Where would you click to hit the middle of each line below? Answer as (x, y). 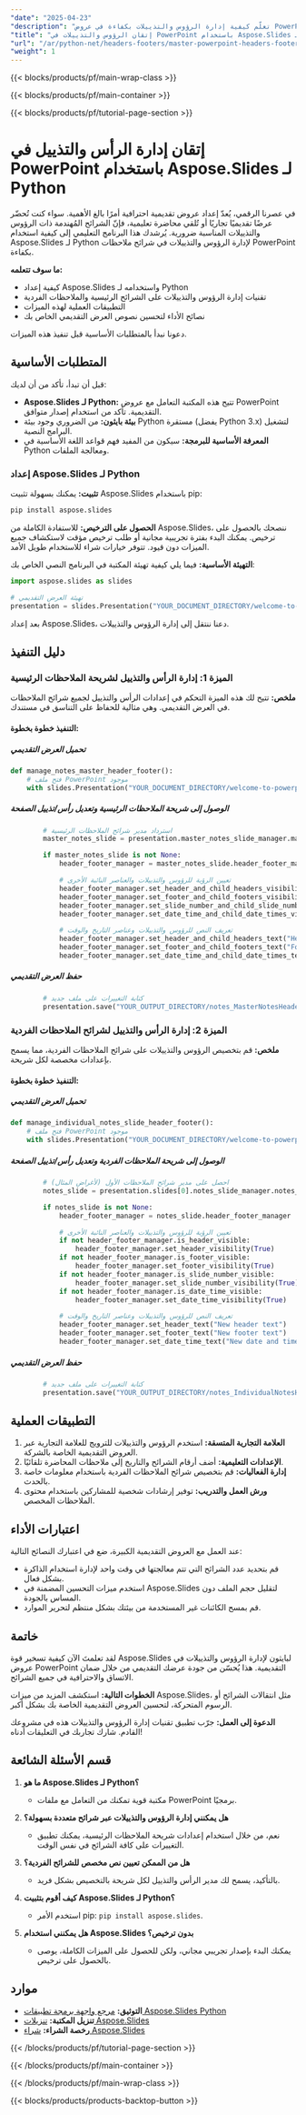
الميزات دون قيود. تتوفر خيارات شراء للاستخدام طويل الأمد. (110, 547)
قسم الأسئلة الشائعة (61, 1760)
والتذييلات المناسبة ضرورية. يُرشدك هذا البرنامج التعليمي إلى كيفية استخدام (136, 233)
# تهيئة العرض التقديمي (47, 597)
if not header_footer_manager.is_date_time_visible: (160, 1291)
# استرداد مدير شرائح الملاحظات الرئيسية (108, 830)
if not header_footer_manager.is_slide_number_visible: (167, 1274)
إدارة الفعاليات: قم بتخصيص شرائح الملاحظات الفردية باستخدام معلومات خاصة (155, 1472)
